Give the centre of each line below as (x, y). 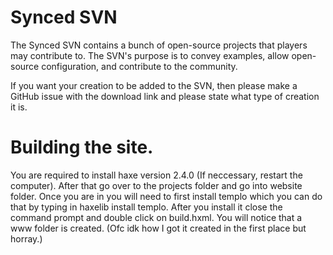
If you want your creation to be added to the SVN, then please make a (154, 85)
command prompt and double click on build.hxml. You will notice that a (156, 217)
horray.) (26, 238)
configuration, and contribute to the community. (139, 66)
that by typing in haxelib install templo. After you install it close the (146, 207)
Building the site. (82, 147)
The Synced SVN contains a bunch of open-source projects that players (159, 45)
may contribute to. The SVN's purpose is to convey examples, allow (150, 55)
